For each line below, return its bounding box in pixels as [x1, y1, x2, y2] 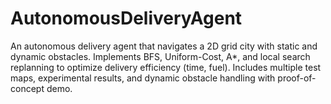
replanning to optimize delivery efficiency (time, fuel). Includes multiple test [10, 61, 322, 73]
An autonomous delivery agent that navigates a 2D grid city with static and [10, 40, 318, 52]
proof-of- [277, 72, 317, 84]
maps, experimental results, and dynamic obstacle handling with [10, 72, 276, 84]
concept [10, 82, 45, 94]
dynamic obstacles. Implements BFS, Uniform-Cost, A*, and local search [10, 50, 311, 62]
